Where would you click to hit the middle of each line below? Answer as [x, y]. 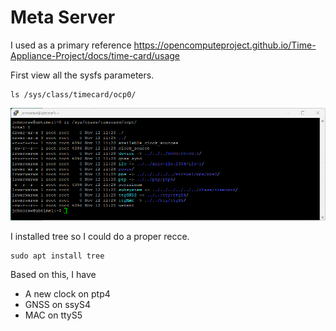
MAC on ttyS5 [53, 315]
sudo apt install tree [57, 256]
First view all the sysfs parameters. [82, 75]
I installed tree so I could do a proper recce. [100, 236]
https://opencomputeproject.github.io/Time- [225, 45]
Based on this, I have [53, 274]
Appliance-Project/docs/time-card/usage [95, 55]
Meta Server [63, 17]
